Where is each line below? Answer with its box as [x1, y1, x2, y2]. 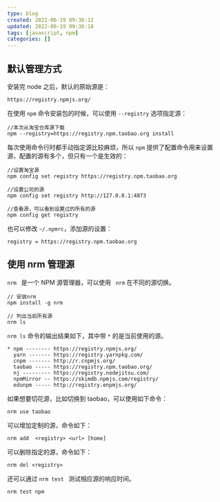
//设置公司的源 [7, 186, 45, 193]
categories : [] [7, 36, 51, 43]
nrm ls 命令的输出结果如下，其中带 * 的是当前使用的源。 [7, 331, 167, 339]
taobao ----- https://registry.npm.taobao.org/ [13, 363, 153, 370]
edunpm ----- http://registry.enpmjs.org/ [13, 381, 137, 388]
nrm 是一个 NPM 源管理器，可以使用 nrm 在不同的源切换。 [7, 278, 176, 286]
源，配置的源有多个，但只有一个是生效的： [7, 151, 128, 160]
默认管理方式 [7, 63, 62, 74]
